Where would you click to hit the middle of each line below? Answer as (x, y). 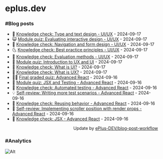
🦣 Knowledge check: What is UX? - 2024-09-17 (60, 72)
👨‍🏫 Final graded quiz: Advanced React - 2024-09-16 (65, 78)
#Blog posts (19, 24)
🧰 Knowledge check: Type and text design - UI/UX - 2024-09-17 (77, 34)
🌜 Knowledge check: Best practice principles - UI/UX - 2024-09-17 (80, 50)
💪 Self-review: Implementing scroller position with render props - (77, 109)
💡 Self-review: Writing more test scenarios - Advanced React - (74, 93)
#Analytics (18, 141)
